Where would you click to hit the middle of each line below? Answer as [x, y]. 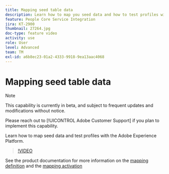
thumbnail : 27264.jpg [28, 29]
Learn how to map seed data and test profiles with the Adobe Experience [81, 136]
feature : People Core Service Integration [50, 19]
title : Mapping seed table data [39, 10]
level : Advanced [22, 47]
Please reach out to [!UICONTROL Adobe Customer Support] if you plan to [82, 121]
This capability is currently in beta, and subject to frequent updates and [79, 105]
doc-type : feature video [31, 33]
